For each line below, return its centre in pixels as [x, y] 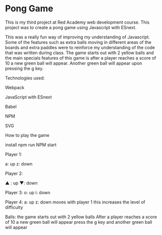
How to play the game [27, 135]
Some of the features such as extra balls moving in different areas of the [78, 42]
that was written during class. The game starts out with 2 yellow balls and [80, 53]
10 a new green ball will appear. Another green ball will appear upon [74, 63]
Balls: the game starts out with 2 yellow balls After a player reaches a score [81, 217]
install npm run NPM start [31, 145]
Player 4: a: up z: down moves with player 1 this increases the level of [75, 202]
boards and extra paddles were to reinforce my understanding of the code [80, 47]
